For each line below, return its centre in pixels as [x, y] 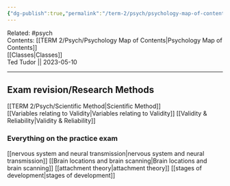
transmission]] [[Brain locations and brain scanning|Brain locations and [107, 161]
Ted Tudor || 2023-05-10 [42, 62]
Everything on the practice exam [63, 139]
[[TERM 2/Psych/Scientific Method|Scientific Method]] [84, 106]
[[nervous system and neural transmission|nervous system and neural [106, 153]
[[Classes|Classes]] [35, 55]
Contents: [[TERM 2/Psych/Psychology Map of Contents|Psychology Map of [115, 40]
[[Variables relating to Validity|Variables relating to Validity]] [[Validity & [107, 114]
